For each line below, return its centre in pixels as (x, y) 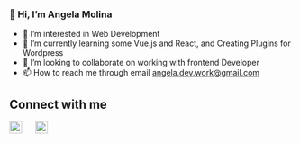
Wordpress (43, 53)
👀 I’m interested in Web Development (91, 34)
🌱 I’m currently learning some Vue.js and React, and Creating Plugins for (156, 43)
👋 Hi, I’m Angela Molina (61, 14)
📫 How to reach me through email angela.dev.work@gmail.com (141, 73)
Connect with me (59, 104)
